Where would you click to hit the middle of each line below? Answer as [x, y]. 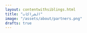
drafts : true [18, 23]
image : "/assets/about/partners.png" [44, 18]
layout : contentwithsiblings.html [41, 9]
